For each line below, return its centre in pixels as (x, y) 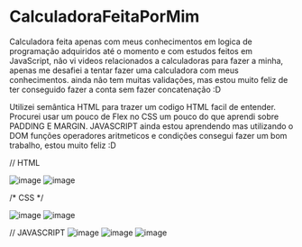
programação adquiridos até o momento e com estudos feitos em (131, 50)
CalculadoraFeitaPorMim (105, 17)
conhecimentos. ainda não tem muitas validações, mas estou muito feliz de (149, 79)
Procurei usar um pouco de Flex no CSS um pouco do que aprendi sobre (144, 116)
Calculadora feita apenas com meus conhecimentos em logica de (131, 41)
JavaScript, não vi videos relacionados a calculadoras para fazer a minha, (146, 60)
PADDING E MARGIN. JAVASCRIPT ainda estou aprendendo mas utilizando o (151, 126)
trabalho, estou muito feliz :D (63, 145)
